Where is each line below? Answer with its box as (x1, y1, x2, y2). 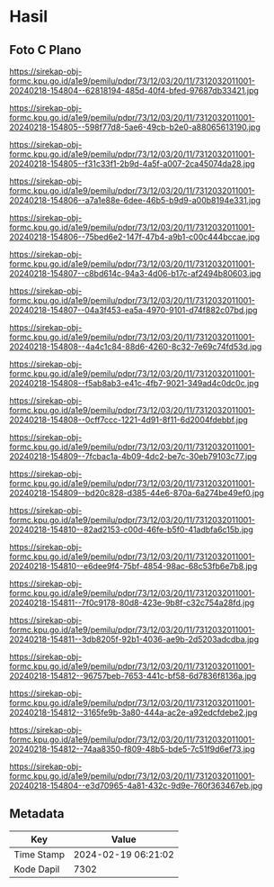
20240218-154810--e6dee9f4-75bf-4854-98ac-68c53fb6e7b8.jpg (9, 561, 258, 571)
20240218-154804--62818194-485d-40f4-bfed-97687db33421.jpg (9, 86, 259, 95)
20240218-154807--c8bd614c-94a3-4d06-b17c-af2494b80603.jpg (9, 268, 261, 278)
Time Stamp (13, 848, 66, 861)
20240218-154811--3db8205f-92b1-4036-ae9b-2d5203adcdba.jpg (9, 634, 260, 645)
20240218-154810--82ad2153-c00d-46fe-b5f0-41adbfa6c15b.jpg (9, 524, 254, 535)
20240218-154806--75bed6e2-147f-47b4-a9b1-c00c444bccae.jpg (9, 231, 261, 242)
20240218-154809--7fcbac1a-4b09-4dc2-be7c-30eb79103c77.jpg (9, 451, 258, 461)
